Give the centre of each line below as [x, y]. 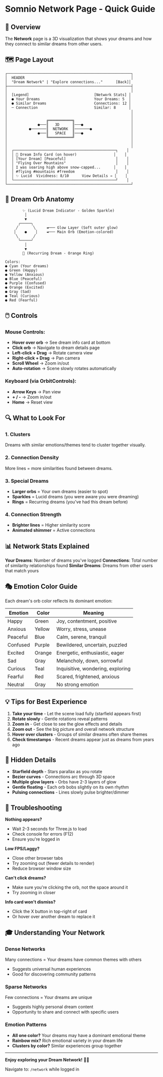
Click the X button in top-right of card [49, 911]
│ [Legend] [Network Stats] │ [68, 95]
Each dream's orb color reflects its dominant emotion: [59, 601]
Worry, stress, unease [81, 629]
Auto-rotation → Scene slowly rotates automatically [64, 369]
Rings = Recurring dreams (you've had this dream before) [70, 502]
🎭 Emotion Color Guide [41, 587]
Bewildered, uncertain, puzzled [92, 645]
